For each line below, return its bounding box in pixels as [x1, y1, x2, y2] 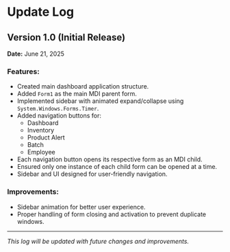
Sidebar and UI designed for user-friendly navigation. [16, 170, 168, 179]
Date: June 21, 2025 [7, 49, 65, 58]
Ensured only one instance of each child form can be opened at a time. [16, 163, 218, 171]
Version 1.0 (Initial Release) [7, 32, 125, 43]
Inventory [27, 126, 55, 135]
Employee [27, 148, 56, 157]
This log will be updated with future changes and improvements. [7, 237, 190, 245]
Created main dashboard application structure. [16, 82, 149, 91]
